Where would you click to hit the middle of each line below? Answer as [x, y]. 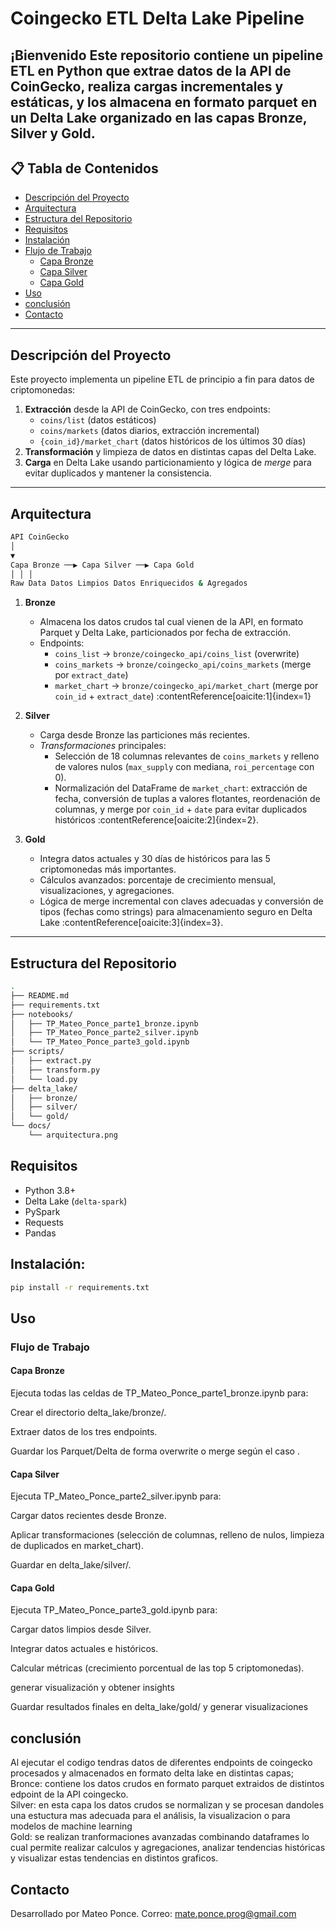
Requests [44, 1222]
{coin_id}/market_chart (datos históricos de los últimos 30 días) [173, 441]
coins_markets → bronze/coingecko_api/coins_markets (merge [183, 664]
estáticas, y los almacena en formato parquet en [164, 102]
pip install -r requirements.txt [80, 1287]
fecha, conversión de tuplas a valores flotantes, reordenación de [187, 799]
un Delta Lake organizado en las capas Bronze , [159, 117]
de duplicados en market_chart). [77, 1546]
